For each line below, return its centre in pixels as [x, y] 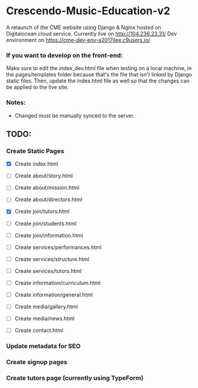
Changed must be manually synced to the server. [74, 115]
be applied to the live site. [38, 87]
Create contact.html [39, 330]
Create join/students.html [46, 223]
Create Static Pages [35, 151]
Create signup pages [37, 362]
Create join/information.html [49, 235]
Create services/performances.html [58, 247]
